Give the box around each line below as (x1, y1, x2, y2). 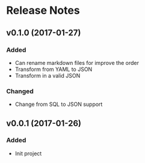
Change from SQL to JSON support (14, 100, 103, 108)
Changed (6, 87, 34, 95)
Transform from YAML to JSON (14, 66, 93, 73)
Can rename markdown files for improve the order (14, 59, 140, 66)
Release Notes (6, 4, 80, 17)
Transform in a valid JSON (14, 72, 81, 79)
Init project (14, 150, 42, 157)
